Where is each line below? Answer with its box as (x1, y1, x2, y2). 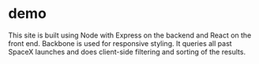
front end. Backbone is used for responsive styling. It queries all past (8, 38, 232, 48)
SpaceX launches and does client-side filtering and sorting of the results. (8, 47, 246, 56)
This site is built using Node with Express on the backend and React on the (8, 30, 252, 40)
